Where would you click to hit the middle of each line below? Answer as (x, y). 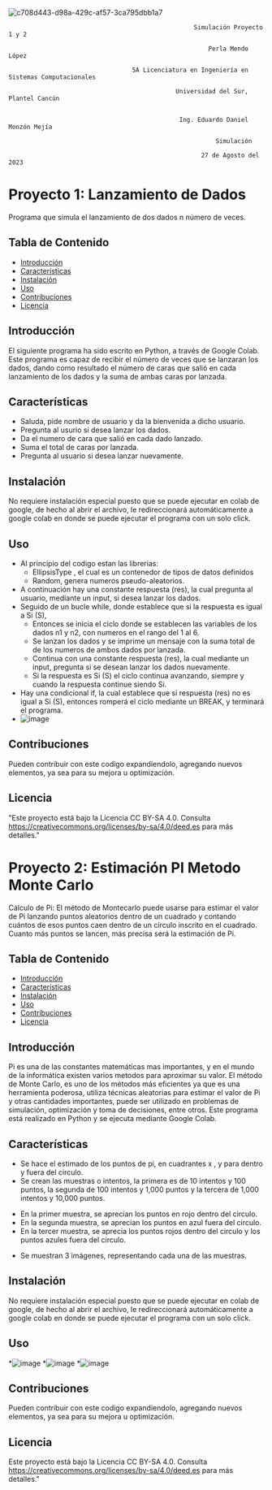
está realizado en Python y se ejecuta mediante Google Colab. (112, 1119)
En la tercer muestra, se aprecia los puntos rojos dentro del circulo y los (140, 1231)
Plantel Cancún (34, 98)
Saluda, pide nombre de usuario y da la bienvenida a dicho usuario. (133, 422)
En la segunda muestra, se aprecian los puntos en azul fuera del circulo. (141, 1222)
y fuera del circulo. (52, 1172)
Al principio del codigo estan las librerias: (89, 563)
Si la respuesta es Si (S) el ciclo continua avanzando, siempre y (138, 676)
